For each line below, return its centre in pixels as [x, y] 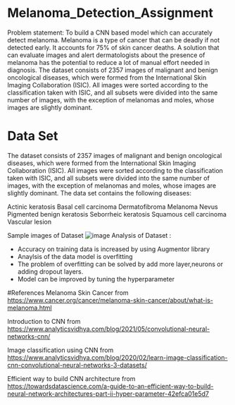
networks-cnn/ [29, 336]
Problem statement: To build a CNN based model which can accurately [110, 32]
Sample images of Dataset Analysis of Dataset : [89, 235]
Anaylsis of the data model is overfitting [75, 256]
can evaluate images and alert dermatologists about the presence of [106, 55]
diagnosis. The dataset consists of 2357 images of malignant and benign [113, 70]
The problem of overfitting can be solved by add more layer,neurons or [120, 264]
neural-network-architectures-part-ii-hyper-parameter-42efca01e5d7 [108, 394]
